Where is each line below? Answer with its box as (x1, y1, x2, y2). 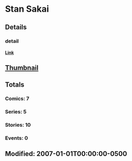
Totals (5, 80, 24, 89)
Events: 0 (5, 135, 28, 141)
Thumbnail (5, 64, 39, 72)
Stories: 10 (5, 121, 31, 128)
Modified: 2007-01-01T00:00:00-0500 (5, 149, 128, 158)
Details (5, 23, 27, 31)
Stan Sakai (5, 3, 49, 15)
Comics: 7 (5, 95, 30, 102)
